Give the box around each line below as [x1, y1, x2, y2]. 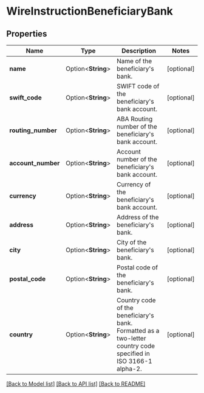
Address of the [116, 213, 159, 221]
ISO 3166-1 [116, 357, 153, 365]
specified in [116, 349, 150, 358]
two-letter [116, 334, 146, 342]
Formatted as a [116, 327, 160, 335]
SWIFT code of [116, 82, 160, 90]
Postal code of [116, 263, 158, 272]
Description [121, 47, 157, 55]
